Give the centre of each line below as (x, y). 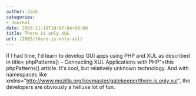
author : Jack (22, 11)
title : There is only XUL (38, 34)
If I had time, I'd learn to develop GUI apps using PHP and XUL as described (98, 56)
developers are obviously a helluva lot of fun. (61, 87)
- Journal (18, 22)
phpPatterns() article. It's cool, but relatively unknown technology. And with (98, 68)
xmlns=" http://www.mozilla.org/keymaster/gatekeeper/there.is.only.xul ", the (98, 81)
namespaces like (26, 75)
